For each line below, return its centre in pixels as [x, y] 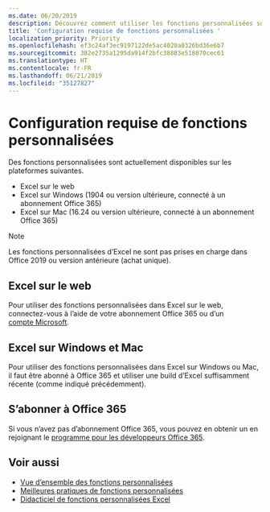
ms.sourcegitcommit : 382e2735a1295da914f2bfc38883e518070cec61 [117, 53]
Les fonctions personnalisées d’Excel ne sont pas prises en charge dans [128, 252]
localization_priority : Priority [64, 38]
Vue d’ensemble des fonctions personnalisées [96, 482]
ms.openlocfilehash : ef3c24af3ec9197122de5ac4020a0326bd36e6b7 [117, 46]
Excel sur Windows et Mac [76, 347]
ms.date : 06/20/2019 [43, 16]
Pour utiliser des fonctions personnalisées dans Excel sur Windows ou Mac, [134, 367]
